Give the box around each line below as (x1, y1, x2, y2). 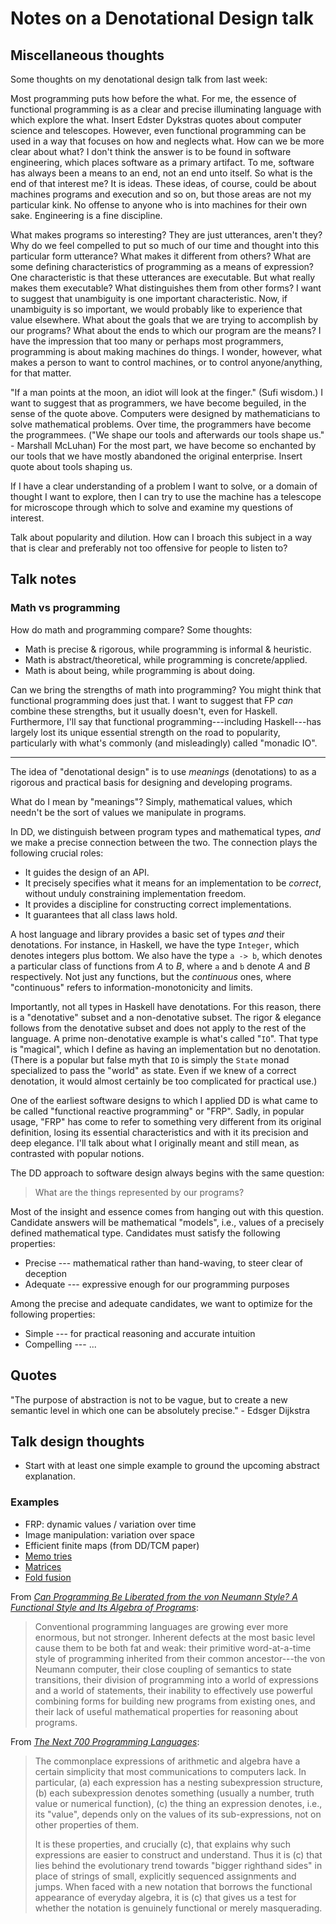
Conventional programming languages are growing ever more (34, 1620, 289, 1632)
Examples (10, 1495, 60, 1509)
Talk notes (10, 571, 77, 588)
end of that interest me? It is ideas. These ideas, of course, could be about (10, 178, 317, 189)
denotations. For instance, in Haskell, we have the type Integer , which (10, 938, 300, 951)
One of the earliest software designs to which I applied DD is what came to (10, 1094, 318, 1106)
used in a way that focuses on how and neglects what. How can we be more (10, 135, 325, 147)
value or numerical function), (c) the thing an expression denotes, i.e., (34, 1797, 323, 1809)
